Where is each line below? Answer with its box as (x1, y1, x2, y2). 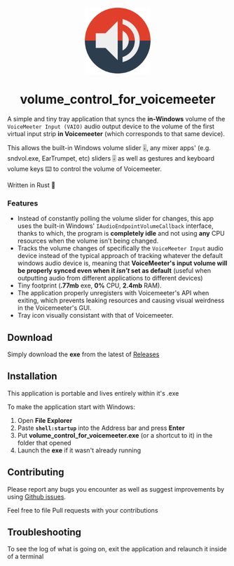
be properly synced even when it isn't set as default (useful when (17, 267, 212, 275)
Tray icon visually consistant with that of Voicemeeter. (17, 311, 174, 320)
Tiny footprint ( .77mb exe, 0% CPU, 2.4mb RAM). (17, 281, 163, 290)
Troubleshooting (7, 527, 82, 539)
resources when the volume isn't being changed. (17, 236, 159, 245)
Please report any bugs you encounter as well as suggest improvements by (7, 485, 225, 493)
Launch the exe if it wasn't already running (17, 446, 142, 454)
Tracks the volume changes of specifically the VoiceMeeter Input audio (17, 244, 223, 252)
